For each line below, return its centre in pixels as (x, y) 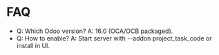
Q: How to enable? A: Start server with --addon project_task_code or (114, 38)
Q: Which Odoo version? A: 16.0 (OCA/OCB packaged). (95, 31)
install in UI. (33, 45)
